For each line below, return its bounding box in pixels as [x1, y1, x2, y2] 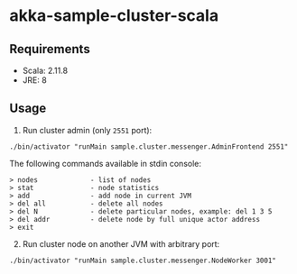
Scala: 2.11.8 [22, 65, 69, 76]
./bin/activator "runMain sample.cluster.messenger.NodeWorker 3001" [9, 256, 277, 265]
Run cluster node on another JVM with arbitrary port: [22, 238, 220, 249]
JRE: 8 [22, 75, 47, 86]
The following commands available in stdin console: [9, 158, 201, 169]
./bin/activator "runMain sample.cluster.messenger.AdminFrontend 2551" [9, 142, 289, 151]
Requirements [9, 41, 90, 57]
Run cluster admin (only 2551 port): [22, 124, 153, 135]
